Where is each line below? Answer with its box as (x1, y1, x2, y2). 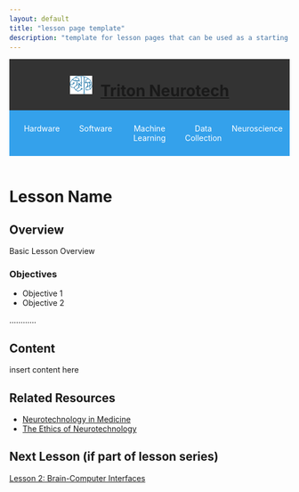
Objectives (9, 268, 58, 281)
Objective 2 (21, 298, 65, 308)
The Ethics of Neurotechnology (21, 423, 137, 434)
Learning (133, 133, 166, 143)
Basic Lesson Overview (9, 246, 95, 257)
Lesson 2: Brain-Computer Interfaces (9, 472, 146, 483)
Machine (133, 123, 166, 134)
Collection (184, 133, 222, 143)
